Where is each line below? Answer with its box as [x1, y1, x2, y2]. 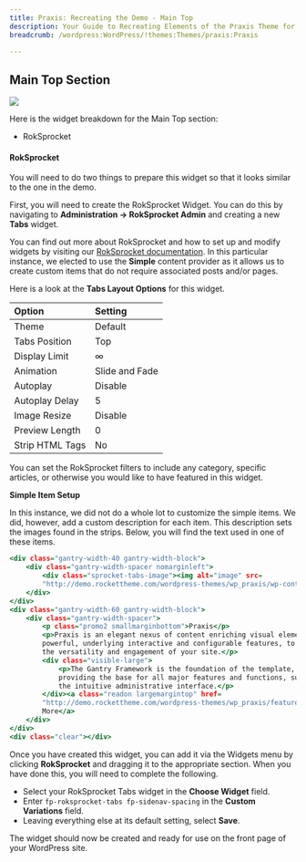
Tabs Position [14, 335, 72, 348]
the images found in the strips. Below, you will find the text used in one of [9, 526, 285, 538]
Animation [14, 365, 57, 378]
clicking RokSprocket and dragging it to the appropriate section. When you [9, 758, 291, 769]
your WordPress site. [9, 842, 88, 853]
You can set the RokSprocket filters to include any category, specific [9, 462, 267, 473]
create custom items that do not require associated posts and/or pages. [9, 265, 279, 276]
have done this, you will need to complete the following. [9, 768, 219, 779]
